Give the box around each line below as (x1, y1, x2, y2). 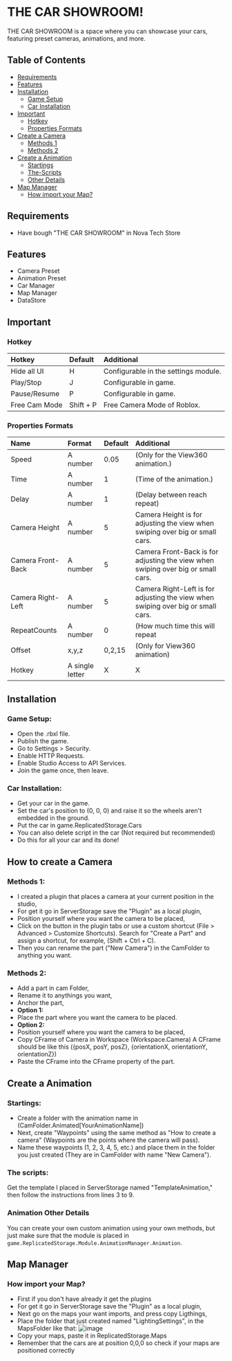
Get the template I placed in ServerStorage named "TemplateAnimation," (7, 1183, 213, 1192)
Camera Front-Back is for (135, 547, 219, 557)
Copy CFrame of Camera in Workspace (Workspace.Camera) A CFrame (17, 1036, 221, 1044)
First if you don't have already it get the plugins (17, 1295, 152, 1303)
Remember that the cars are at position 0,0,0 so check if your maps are (17, 1339, 220, 1347)
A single (68, 661, 95, 671)
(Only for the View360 (135, 450, 208, 460)
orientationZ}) (17, 1050, 57, 1058)
